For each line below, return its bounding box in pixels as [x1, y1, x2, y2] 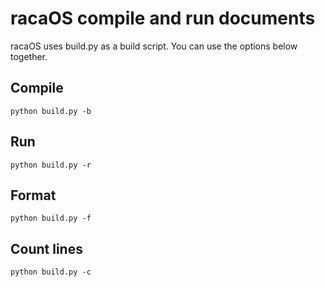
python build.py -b [10, 106, 92, 116]
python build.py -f [10, 213, 92, 224]
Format [10, 187, 57, 204]
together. [10, 50, 48, 62]
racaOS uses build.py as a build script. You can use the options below [10, 40, 298, 52]
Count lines [10, 240, 83, 257]
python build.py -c [10, 267, 92, 277]
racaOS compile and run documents [10, 7, 316, 30]
